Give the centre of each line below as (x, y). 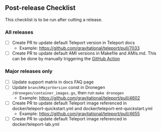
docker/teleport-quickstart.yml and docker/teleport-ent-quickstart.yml (82, 108)
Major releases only (29, 71)
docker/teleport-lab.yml (36, 124)
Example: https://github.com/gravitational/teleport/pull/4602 (80, 98)
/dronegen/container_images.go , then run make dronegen (68, 93)
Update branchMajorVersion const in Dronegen (58, 87)
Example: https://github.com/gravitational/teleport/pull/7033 (79, 48)
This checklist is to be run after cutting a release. (54, 19)
